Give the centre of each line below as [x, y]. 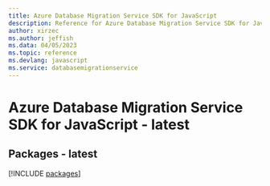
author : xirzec [34, 30]
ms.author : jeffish [41, 38]
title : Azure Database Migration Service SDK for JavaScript [113, 16]
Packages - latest [53, 154]
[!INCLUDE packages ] [45, 173]
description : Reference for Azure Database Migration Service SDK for [129, 23]
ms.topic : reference [43, 53]
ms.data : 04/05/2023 [43, 46]
